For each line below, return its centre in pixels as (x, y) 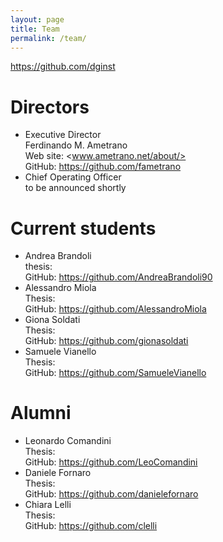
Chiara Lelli (48, 505)
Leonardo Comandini (68, 441)
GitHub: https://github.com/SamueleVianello (115, 373)
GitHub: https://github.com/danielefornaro (111, 494)
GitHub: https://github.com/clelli (91, 526)
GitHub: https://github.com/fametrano (103, 167)
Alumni (41, 413)
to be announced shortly (75, 188)
